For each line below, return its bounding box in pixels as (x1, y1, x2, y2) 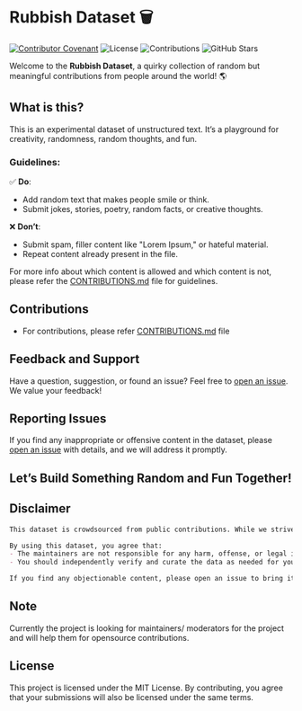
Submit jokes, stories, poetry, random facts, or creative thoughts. (22, 204, 263, 215)
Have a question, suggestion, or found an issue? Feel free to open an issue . (9, 375, 289, 387)
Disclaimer (9, 501, 71, 517)
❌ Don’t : (9, 221, 41, 232)
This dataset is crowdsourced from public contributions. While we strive (9, 525, 296, 534)
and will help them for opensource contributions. (9, 632, 190, 643)
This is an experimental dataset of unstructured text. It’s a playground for (9, 123, 280, 135)
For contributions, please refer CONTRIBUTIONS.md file (22, 325, 230, 336)
